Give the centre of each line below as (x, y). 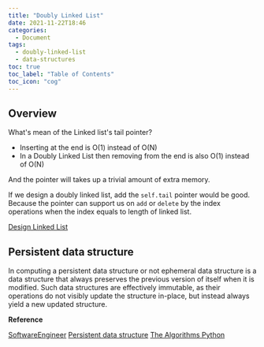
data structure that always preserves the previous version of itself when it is (131, 279)
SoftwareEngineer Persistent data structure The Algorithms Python (117, 335)
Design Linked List (38, 227)
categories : (28, 30)
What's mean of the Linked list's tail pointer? (80, 132)
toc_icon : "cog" (35, 81)
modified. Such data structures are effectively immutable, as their (114, 288)
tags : (17, 45)
